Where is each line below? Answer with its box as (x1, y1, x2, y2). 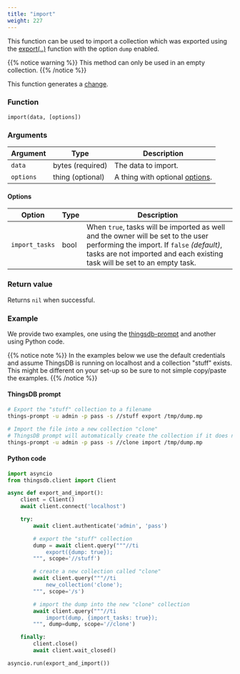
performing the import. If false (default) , (86, 240, 223, 250)
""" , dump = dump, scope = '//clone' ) (33, 620, 136, 628)
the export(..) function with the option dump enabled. (7, 44, 159, 53)
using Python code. (7, 337, 65, 346)
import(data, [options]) (7, 114, 81, 121)
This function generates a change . (7, 79, 109, 88)
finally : (20, 633, 46, 641)
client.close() (33, 640, 79, 648)
